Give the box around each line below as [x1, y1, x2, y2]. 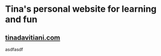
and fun [5, 14, 38, 25]
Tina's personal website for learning [5, 3, 157, 15]
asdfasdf [5, 47, 23, 52]
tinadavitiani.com [5, 33, 60, 42]
